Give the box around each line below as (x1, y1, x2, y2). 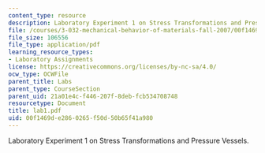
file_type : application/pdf (8, 41, 101, 49)
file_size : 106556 (8, 33, 69, 42)
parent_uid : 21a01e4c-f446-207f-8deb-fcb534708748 (8, 92, 178, 100)
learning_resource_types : (8, 48, 93, 56)
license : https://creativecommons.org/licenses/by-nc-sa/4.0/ (8, 63, 217, 71)
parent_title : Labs (8, 77, 73, 85)
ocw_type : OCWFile (8, 70, 69, 78)
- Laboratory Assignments (8, 56, 93, 64)
